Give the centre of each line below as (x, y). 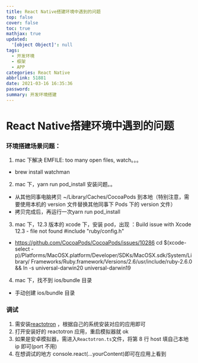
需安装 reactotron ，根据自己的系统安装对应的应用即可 (80, 324)
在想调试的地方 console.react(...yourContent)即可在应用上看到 (90, 353)
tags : (13, 51)
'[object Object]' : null (42, 45)
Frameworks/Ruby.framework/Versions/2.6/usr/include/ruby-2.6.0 (112, 262)
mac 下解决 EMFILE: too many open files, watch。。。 (78, 160)
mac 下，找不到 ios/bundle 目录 (53, 280)
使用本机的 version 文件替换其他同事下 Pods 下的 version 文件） (98, 204)
